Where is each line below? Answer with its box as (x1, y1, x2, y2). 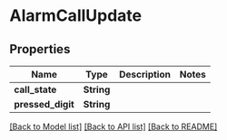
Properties (9, 42, 71, 57)
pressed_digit (14, 98, 74, 110)
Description (119, 69, 171, 80)
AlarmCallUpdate (9, 5, 143, 26)
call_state (14, 83, 57, 96)
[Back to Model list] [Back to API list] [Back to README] (9, 121, 218, 132)
